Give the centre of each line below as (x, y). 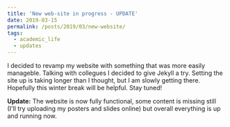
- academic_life (37, 40)
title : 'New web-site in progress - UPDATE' (73, 14)
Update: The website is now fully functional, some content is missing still (112, 101)
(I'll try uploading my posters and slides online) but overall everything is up (114, 109)
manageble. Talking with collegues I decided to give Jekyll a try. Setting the (115, 73)
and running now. (32, 116)
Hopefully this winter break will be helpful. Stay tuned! (84, 88)
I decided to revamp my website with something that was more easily (106, 66)
